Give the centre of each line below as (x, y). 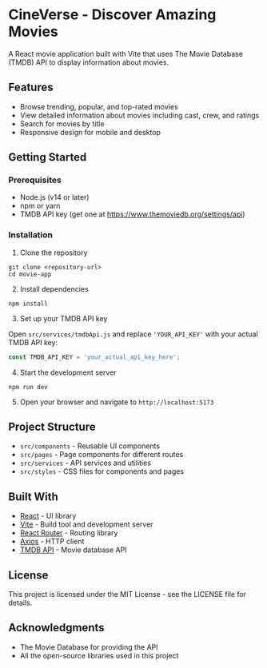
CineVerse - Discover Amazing (112, 15)
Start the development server (68, 372)
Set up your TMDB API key (64, 318)
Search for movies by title (62, 123)
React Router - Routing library (69, 533)
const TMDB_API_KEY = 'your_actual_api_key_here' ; (94, 357)
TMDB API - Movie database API (73, 550)
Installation (31, 235)
